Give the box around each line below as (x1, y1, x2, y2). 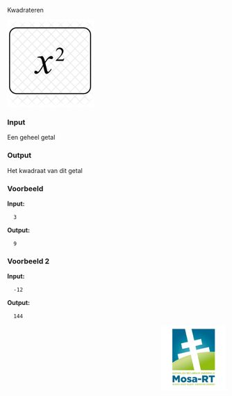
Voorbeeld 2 (7, 256, 50, 266)
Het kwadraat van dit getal (7, 166, 83, 174)
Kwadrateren (7, 6, 44, 14)
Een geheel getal (7, 133, 56, 142)
